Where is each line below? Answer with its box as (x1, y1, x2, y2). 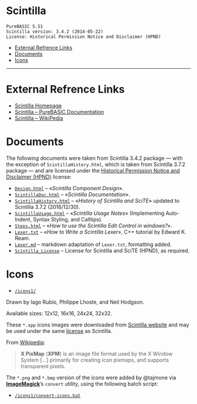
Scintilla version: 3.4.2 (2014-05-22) (6, 28, 104, 35)
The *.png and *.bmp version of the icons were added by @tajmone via (6, 374, 176, 381)
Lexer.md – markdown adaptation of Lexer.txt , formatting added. (14, 241, 172, 248)
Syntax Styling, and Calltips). (33, 216, 103, 223)
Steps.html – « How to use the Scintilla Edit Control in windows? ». (14, 222, 172, 229)
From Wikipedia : (6, 339, 46, 346)
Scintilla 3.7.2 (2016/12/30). (14, 203, 80, 210)
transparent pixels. (20, 362, 66, 369)
